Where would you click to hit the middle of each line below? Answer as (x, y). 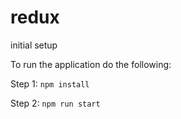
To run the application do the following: (91, 64)
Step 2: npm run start (55, 103)
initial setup (34, 45)
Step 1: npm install (50, 83)
